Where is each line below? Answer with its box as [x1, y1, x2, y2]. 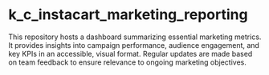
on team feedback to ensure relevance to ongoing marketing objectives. [8, 57, 247, 67]
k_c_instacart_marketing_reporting [8, 6, 248, 24]
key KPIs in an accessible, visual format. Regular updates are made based [8, 49, 253, 58]
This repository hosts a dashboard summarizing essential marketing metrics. [8, 32, 262, 41]
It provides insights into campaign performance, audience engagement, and [8, 40, 259, 49]
